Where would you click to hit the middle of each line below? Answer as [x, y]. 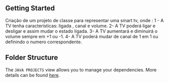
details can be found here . [33, 75]
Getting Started [30, 8]
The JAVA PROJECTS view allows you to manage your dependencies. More [81, 69]
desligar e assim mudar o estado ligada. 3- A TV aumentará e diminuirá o [81, 31]
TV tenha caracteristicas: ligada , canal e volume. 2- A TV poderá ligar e [80, 26]
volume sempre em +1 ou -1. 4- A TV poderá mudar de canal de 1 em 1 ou [82, 36]
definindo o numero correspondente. [44, 42]
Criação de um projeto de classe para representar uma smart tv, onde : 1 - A [85, 20]
